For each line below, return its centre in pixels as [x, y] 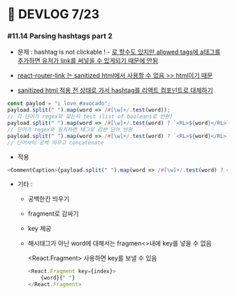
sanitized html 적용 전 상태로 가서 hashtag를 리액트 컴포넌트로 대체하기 [115, 91]
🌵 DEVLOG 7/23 [54, 14]
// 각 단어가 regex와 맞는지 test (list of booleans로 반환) [90, 117]
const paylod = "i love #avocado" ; [59, 104]
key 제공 [40, 229]
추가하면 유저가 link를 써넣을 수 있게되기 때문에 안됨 [88, 61]
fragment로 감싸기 [53, 214]
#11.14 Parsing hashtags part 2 [60, 36]
